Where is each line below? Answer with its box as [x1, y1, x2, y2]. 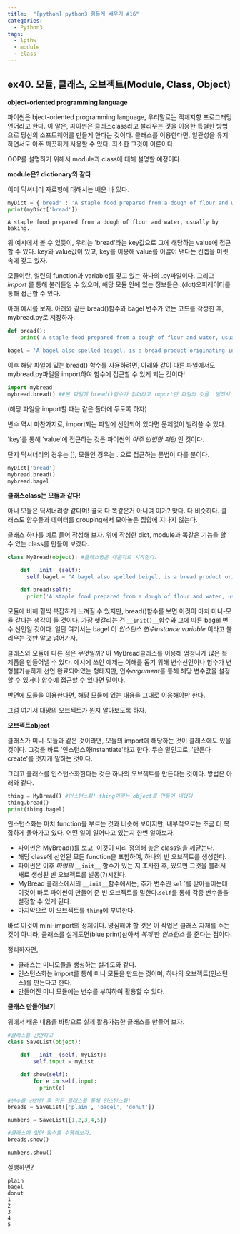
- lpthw [14, 37, 37, 44]
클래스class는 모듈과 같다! [7, 491, 81, 500]
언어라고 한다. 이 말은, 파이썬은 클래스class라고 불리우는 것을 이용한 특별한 [7, 121, 215, 130]
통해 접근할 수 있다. [7, 289, 61, 298]
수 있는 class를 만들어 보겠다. [7, 540, 89, 548]
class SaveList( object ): [7, 1038, 81, 1046]
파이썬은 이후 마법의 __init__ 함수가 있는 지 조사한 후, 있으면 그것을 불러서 [17, 861, 226, 870]
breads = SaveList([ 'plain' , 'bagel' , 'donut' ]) [7, 1104, 155, 1111]
